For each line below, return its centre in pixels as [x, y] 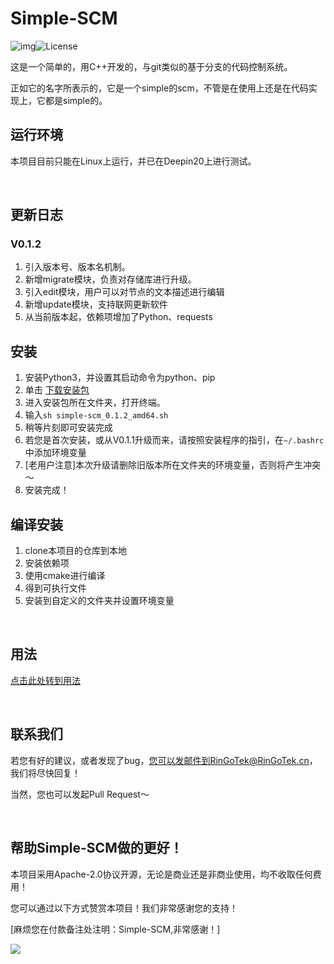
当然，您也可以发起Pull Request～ [80, 794]
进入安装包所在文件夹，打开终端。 [95, 403]
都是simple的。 [76, 100]
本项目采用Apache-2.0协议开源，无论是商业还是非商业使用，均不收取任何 [161, 874]
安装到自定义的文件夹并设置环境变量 [99, 601]
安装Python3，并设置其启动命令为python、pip [120, 378]
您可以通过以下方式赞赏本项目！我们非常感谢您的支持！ [124, 908]
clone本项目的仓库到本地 [76, 551]
